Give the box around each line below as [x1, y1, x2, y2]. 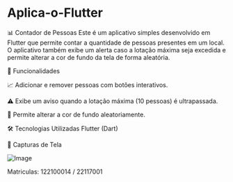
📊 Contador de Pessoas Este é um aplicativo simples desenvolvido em [7, 28, 211, 36]
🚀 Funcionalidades [7, 66, 61, 75]
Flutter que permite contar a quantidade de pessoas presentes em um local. [7, 38, 225, 47]
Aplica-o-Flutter [7, 5, 103, 21]
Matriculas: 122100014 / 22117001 [7, 167, 103, 176]
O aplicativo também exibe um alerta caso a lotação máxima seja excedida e [7, 45, 226, 54]
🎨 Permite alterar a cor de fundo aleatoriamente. [7, 110, 146, 119]
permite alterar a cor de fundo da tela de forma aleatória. [7, 53, 170, 61]
